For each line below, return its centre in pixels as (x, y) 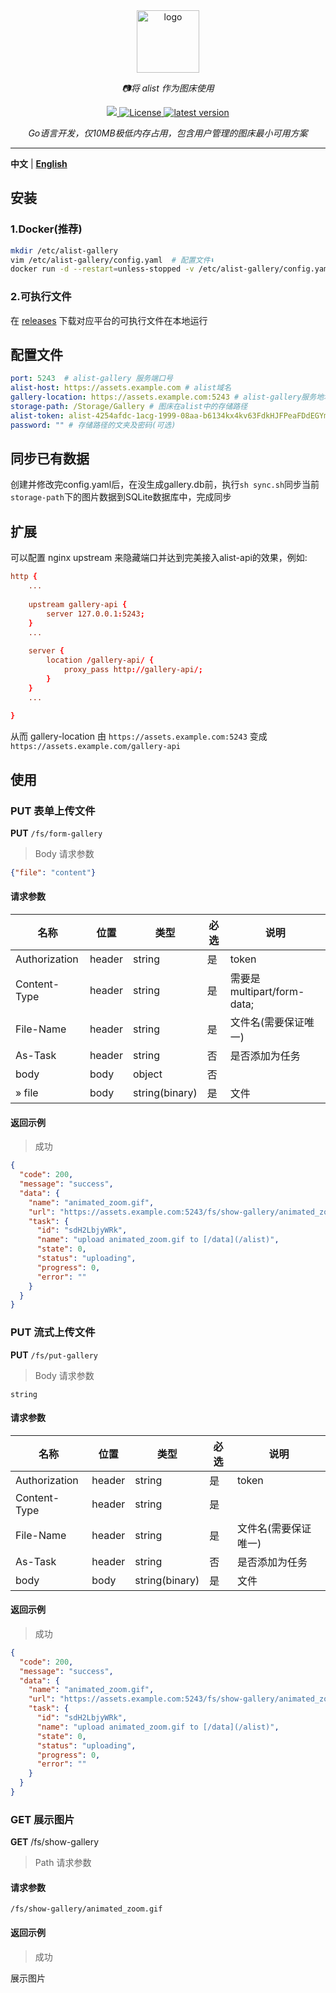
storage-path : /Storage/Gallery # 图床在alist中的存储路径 (129, 407)
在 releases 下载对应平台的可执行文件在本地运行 (109, 320)
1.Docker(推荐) (46, 229)
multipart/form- (267, 992)
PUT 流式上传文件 (53, 1332)
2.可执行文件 (41, 297)
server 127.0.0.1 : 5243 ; (95, 614)
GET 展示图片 (42, 1819)
